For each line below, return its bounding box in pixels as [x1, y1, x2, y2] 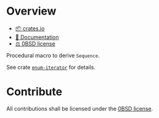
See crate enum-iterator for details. [6, 63, 96, 71]
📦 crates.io [15, 24, 45, 32]
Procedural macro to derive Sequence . [6, 52, 100, 59]
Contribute [6, 85, 63, 99]
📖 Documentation [15, 33, 59, 41]
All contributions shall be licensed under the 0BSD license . [6, 105, 154, 112]
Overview [6, 4, 57, 18]
